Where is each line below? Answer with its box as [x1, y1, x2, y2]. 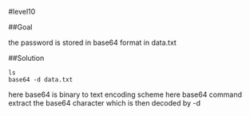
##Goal [8, 22, 33, 31]
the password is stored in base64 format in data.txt [8, 38, 177, 47]
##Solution [8, 54, 45, 62]
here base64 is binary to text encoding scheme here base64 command [8, 90, 242, 99]
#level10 [8, 7, 36, 16]
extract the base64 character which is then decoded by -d [8, 98, 201, 107]
